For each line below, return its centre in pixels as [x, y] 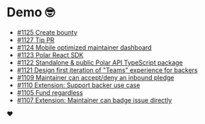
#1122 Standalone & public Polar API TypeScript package [100, 62]
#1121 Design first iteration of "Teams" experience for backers [107, 70]
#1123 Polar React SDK [50, 55]
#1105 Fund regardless [50, 92]
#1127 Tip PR [35, 40]
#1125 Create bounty [47, 32]
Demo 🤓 [31, 12]
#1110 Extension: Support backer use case [78, 85]
